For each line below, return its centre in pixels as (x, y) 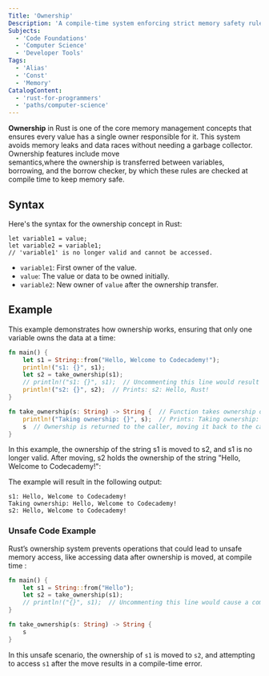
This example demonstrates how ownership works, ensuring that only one (130, 329)
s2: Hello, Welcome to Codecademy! (68, 511)
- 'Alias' (32, 68)
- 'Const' (32, 75)
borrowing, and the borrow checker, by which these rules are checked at (128, 171)
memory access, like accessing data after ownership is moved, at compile (130, 557)
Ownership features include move (64, 154)
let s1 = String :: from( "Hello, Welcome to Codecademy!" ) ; (121, 360)
